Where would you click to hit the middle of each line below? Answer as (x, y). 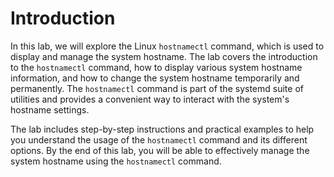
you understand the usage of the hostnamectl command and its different (159, 139)
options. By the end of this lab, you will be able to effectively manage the (160, 150)
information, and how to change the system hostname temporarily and (155, 78)
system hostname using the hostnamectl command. (116, 161)
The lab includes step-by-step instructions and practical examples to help (162, 129)
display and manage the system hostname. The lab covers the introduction (164, 56)
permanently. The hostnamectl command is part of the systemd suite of (157, 88)
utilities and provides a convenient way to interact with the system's (150, 99)
